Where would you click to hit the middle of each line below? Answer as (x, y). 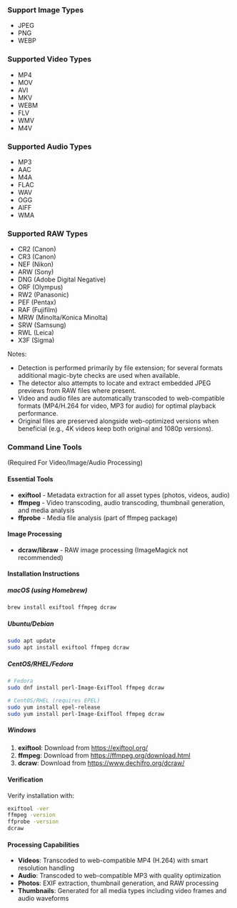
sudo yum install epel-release (54, 707)
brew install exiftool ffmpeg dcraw (62, 608)
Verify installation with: (41, 795)
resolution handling (46, 868)
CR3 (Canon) (37, 257)
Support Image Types (46, 10)
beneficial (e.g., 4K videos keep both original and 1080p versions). (115, 429)
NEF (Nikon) (36, 264)
